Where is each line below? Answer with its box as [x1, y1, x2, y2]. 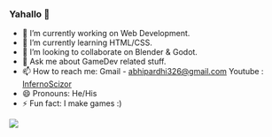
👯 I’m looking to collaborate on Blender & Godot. [21, 47, 198, 57]
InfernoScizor [21, 79, 73, 89]
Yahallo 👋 [9, 8, 51, 20]
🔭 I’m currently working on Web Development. [21, 28, 190, 39]
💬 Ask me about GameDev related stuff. [21, 57, 167, 67]
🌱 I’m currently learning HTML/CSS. [21, 37, 153, 48]
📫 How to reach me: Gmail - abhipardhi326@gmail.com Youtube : [21, 66, 264, 77]
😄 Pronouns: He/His [21, 88, 97, 99]
